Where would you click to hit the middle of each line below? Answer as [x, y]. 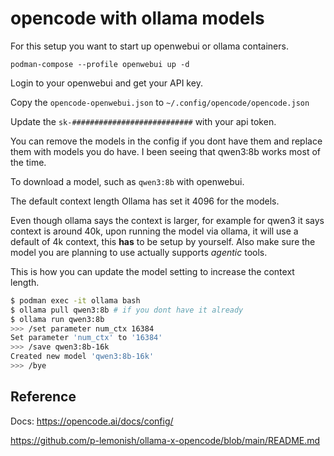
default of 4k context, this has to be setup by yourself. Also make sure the [163, 241]
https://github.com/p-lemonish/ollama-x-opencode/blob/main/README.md [165, 440]
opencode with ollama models [137, 18]
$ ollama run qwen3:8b [57, 319]
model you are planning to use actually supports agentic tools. [139, 252]
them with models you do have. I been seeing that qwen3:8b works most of [165, 151]
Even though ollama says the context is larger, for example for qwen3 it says [167, 220]
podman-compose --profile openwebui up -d [100, 64]
